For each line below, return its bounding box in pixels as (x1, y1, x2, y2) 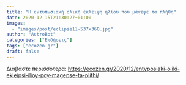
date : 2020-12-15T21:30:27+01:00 (6, 15, 92, 21)
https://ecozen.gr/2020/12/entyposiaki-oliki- (67, 65, 180, 72)
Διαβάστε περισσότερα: (6, 65, 67, 72)
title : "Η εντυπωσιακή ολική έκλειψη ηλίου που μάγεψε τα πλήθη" (6, 8, 176, 15)
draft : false (6, 49, 40, 55)
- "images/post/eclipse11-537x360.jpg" (12, 25, 114, 32)
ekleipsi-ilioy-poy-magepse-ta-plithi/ (6, 71, 100, 79)
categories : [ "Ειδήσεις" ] (6, 37, 72, 43)
